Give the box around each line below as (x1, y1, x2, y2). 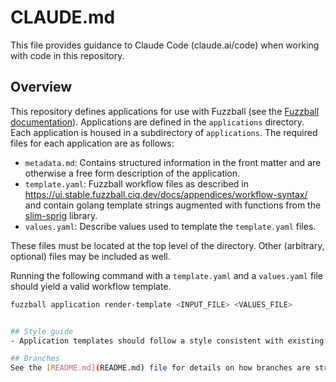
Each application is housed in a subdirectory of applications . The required (10, 126, 318, 138)
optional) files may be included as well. (10, 250, 171, 262)
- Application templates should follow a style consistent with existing (10, 336, 325, 346)
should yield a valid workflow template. (10, 280, 172, 292)
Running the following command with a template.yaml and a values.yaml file (10, 269, 323, 281)
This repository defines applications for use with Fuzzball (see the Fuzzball (10, 105, 320, 117)
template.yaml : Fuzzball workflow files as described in (24, 177, 250, 190)
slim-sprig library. (24, 209, 98, 221)
